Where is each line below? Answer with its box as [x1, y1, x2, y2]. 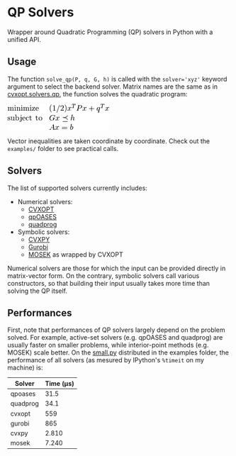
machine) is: [7, 363, 43, 372]
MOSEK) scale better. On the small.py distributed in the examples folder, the [7, 348, 229, 357]
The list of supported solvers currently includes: [7, 184, 147, 192]
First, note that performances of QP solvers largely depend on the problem [7, 326, 225, 334]
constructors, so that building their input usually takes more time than [7, 279, 210, 287]
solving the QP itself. [7, 287, 68, 295]
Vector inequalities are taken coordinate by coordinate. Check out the [7, 136, 210, 145]
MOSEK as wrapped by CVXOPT [28, 250, 124, 259]
